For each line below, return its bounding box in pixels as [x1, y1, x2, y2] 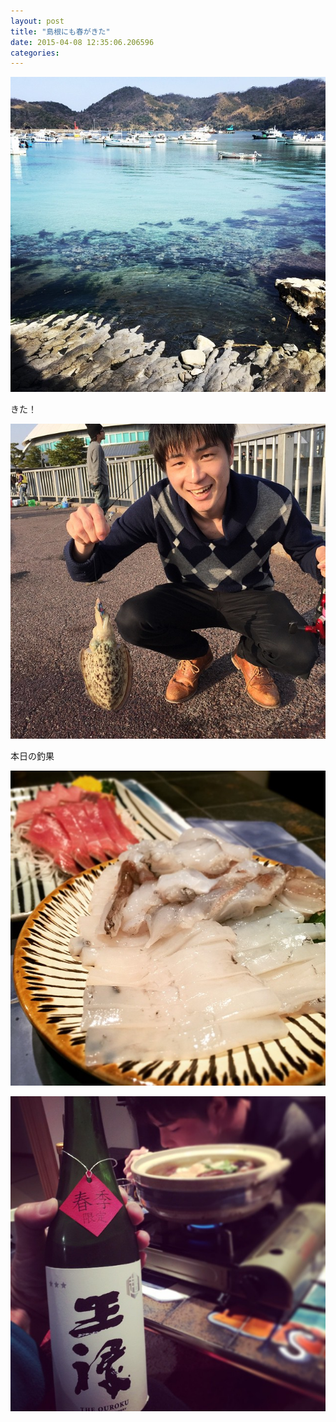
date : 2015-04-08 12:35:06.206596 [10, 37, 155, 47]
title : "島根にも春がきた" [10, 26, 111, 37]
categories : [10, 48, 60, 58]
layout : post [10, 16, 65, 26]
